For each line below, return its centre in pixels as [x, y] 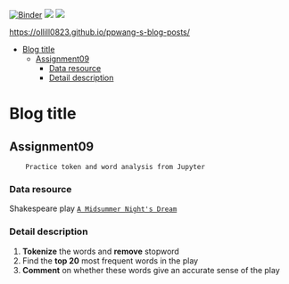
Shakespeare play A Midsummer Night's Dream [93, 208]
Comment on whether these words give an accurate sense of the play [151, 270]
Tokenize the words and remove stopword [101, 251]
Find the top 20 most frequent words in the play [110, 260]
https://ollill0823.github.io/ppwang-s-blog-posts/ [99, 32]
